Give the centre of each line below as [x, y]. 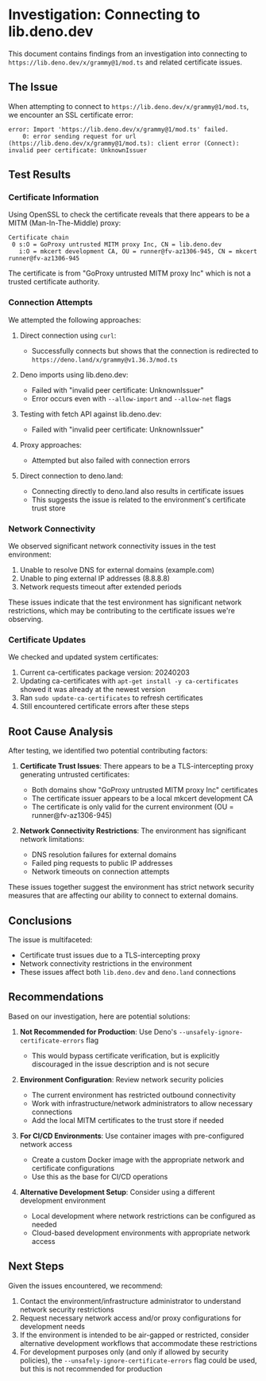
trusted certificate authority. [54, 282]
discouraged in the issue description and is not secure [120, 1064]
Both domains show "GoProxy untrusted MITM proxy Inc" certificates [145, 790]
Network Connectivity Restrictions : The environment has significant [133, 831]
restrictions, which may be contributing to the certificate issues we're [122, 611]
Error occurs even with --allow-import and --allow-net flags [131, 398]
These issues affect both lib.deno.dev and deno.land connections [128, 972]
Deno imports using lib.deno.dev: [74, 374]
